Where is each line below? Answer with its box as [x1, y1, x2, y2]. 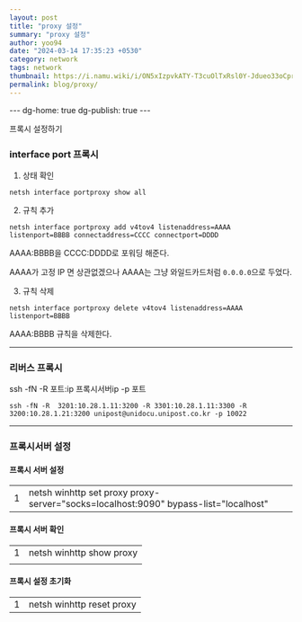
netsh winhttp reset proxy [28, 598, 137, 610]
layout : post [9, 13, 58, 22]
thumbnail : [9, 72, 50, 81]
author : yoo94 [9, 38, 63, 48]
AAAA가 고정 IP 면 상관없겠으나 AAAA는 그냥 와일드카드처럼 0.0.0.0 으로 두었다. [9, 266, 292, 277]
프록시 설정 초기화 [9, 576, 72, 587]
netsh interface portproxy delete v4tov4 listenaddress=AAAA [9, 303, 244, 313]
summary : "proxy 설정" [9, 30, 91, 39]
